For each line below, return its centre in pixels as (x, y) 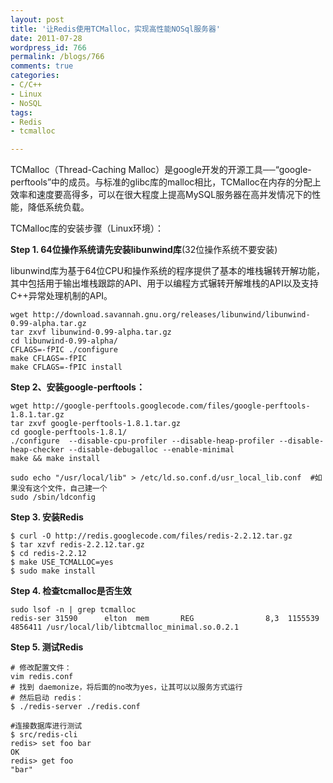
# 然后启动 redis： (47, 698)
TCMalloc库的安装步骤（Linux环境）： (87, 228)
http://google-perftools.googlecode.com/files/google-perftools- (171, 406)
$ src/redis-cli (44, 735)
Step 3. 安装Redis (47, 517)
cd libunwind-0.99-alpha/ (64, 341)
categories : (35, 76)
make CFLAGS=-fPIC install (66, 367)
